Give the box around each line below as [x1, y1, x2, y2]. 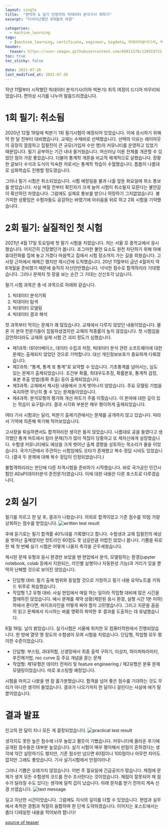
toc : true [5, 54, 26, 59]
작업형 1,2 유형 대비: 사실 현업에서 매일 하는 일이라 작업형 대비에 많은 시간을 [12, 589, 159, 596]
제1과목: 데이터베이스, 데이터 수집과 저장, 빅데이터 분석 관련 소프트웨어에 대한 [12, 345, 162, 351]
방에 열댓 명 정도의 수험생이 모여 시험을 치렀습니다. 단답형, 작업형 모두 [20, 631, 157, 637]
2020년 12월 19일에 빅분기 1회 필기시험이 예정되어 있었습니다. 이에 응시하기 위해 [5, 130, 161, 136]
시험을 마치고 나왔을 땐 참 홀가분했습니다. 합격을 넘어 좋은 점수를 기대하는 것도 [5, 678, 157, 684]
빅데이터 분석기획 [12, 292, 46, 298]
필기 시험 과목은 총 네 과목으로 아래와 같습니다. [5, 281, 96, 288]
